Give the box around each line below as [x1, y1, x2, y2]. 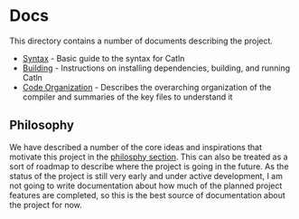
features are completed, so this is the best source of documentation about [9, 189, 286, 200]
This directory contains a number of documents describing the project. [9, 35, 274, 46]
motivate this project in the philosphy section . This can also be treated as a [9, 151, 288, 162]
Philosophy [9, 118, 75, 133]
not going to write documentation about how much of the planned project [9, 180, 283, 191]
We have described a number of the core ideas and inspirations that [9, 141, 263, 152]
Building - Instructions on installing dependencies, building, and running [22, 62, 291, 73]
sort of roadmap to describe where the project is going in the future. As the [9, 160, 289, 172]
